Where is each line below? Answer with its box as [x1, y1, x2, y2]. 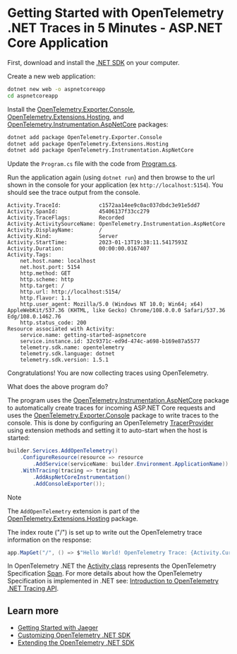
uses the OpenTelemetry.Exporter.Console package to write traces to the [7, 411, 219, 420]
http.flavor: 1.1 [20, 295, 71, 302]
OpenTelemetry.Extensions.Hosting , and [7, 112, 124, 121]
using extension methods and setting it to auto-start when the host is [7, 426, 208, 435]
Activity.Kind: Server [7, 233, 119, 240]
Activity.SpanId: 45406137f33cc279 [7, 208, 150, 215]
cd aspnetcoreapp [7, 92, 59, 100]
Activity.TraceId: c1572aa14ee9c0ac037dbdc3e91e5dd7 [7, 202, 200, 209]
